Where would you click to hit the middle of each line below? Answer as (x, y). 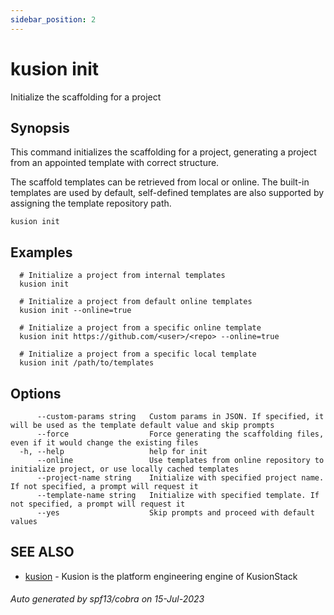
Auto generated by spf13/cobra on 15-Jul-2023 (107, 599)
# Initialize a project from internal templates (122, 276)
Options (36, 393)
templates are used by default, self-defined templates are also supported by (167, 193)
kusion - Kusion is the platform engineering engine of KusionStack (161, 576)
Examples (41, 252)
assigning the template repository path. (91, 203)
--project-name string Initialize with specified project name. (180, 478)
